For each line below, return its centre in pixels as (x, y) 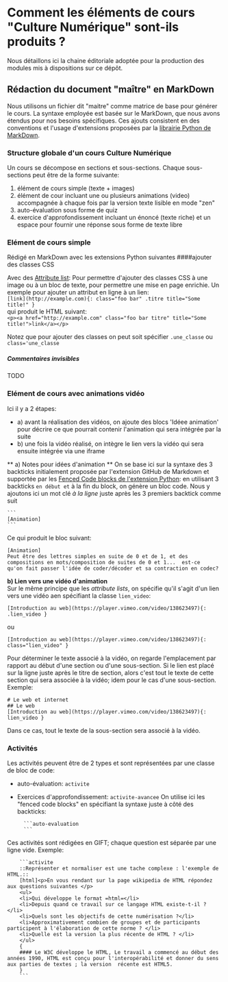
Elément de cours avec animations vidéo (76, 394)
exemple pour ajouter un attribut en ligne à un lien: (78, 292)
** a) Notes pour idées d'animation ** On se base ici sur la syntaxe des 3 (110, 464)
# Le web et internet (38, 700)
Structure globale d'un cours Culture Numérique (89, 153)
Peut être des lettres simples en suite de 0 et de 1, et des (98, 556)
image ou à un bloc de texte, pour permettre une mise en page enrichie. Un (113, 285)
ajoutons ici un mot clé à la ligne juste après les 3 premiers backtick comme (114, 493)
